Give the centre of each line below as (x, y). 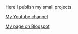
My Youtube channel (27, 17)
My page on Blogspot (27, 26)
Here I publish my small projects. (39, 7)
